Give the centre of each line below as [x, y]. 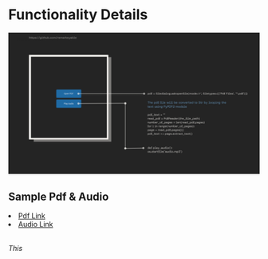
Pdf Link [32, 216]
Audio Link [36, 225]
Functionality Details [78, 15]
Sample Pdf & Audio [59, 196]
